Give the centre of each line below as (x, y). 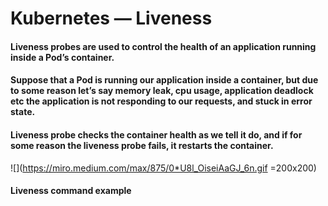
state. (23, 112)
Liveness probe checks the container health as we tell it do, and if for (156, 134)
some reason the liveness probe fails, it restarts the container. (142, 145)
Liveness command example (71, 191)
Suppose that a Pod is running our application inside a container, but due (164, 80)
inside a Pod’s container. (62, 57)
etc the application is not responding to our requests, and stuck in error (161, 101)
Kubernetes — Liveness (111, 18)
